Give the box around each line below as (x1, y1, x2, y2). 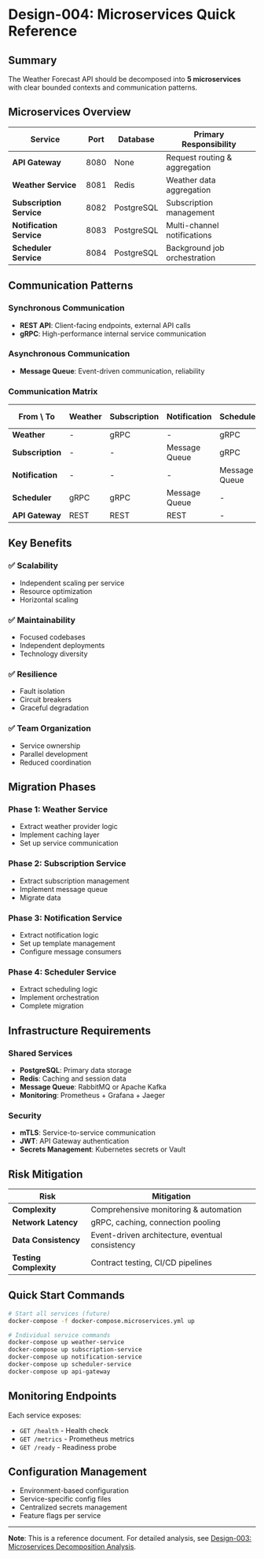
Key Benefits (8, 536, 72, 550)
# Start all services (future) (8, 1310, 111, 1318)
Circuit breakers (19, 695, 72, 705)
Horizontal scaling (19, 595, 79, 604)
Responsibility (181, 138, 237, 149)
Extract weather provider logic (19, 822, 118, 831)
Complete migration (19, 1001, 84, 1011)
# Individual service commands (8, 1331, 111, 1339)
